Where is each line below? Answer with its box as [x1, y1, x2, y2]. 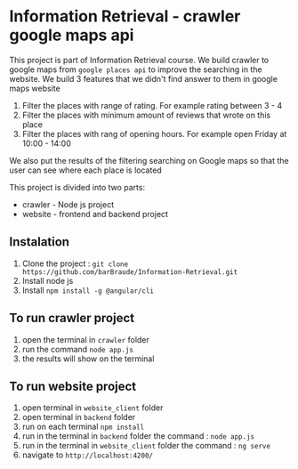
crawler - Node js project [21, 198, 114, 210]
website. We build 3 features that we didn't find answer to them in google [9, 73, 278, 84]
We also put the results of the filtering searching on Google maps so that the [9, 155, 289, 166]
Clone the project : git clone [21, 258, 129, 269]
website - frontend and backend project [21, 208, 169, 219]
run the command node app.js [21, 344, 133, 354]
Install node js [21, 275, 74, 286]
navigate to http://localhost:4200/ [21, 449, 154, 460]
